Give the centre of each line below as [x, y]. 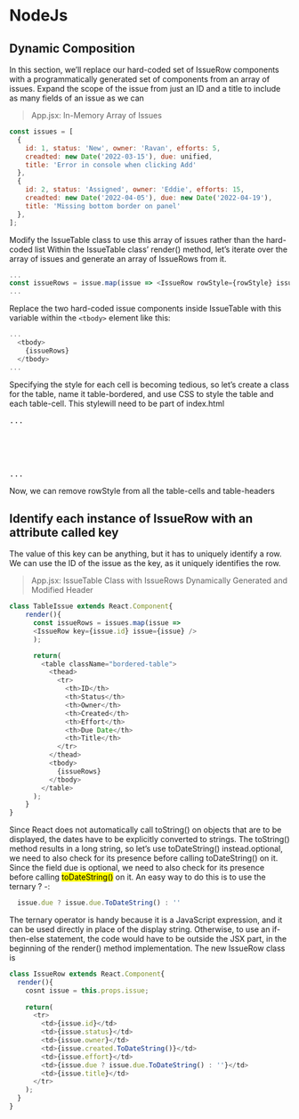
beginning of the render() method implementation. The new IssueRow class [147, 948]
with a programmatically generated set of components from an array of [139, 79]
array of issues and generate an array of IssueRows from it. [118, 258]
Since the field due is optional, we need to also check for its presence [137, 868]
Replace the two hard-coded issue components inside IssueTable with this [145, 309]
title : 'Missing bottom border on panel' [103, 206]
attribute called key [64, 532]
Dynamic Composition [72, 49]
